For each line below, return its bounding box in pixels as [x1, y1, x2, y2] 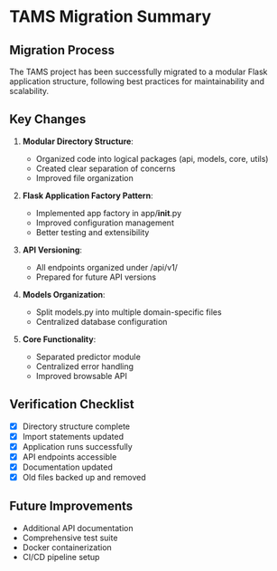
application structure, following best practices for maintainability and [9, 76, 264, 87]
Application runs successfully [22, 441, 133, 452]
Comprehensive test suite [22, 532, 118, 543]
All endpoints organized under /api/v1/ [35, 262, 179, 272]
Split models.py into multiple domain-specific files [35, 306, 223, 318]
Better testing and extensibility [35, 226, 150, 237]
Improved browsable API [35, 370, 128, 381]
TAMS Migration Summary [9, 6, 212, 27]
